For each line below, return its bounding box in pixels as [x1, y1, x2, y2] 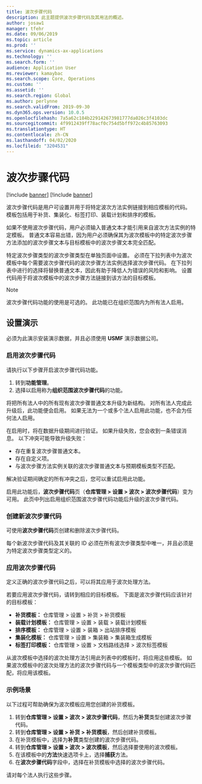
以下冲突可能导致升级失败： [17, 434, 87, 442]
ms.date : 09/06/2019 [6, 31, 58, 37]
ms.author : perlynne [6, 98, 58, 104]
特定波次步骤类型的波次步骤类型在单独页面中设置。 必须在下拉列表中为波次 [6, 251, 192, 259]
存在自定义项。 [14, 455, 52, 462]
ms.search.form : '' [6, 59, 55, 65]
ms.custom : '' [6, 82, 42, 88]
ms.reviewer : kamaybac [6, 70, 63, 76]
